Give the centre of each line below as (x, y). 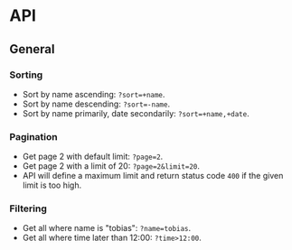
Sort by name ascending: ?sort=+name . (94, 94)
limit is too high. (52, 185)
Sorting (26, 75)
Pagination (33, 136)
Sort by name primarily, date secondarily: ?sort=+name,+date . (136, 113)
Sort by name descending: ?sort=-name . (96, 104)
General (33, 49)
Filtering (28, 208)
